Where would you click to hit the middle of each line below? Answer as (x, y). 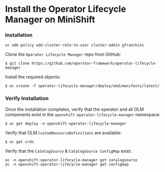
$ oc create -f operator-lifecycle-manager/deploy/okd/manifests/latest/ (82, 86)
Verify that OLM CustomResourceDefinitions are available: (63, 132)
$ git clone (17, 64)
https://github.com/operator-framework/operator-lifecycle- (94, 64)
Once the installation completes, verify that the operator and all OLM (75, 109)
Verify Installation (27, 98)
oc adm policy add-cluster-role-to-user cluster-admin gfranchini (75, 45)
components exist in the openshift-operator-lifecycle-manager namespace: (83, 114)
